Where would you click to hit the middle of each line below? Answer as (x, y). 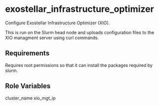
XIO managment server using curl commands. (52, 38)
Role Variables (28, 86)
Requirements (27, 53)
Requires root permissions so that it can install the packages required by (79, 65)
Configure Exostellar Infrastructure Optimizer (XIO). (57, 23)
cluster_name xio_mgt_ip (30, 98)
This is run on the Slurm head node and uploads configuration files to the (80, 32)
